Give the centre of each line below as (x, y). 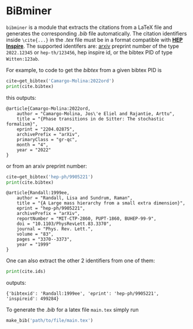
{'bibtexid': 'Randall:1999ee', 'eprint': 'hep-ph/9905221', (83, 294)
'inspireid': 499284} (33, 299)
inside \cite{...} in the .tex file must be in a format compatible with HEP (94, 40)
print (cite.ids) (26, 272)
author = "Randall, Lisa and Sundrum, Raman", (75, 198)
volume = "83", (35, 234)
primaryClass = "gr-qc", (47, 139)
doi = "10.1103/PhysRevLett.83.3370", (64, 224)
